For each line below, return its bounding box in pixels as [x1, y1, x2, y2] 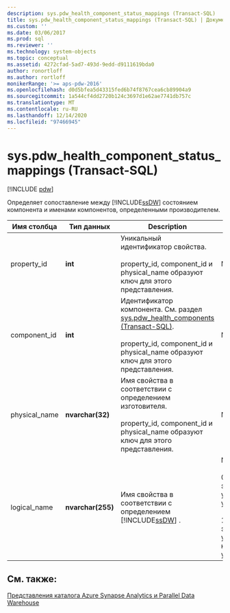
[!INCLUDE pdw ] [7, 185, 54, 193]
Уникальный [120, 234, 162, 243]
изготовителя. [120, 402, 168, 411]
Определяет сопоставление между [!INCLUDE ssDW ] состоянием [7, 198, 199, 206]
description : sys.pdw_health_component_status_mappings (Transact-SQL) [7, 10, 216, 17]
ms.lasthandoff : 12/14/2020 [7, 112, 88, 119]
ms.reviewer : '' [7, 42, 53, 49]
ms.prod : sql [7, 36, 44, 43]
